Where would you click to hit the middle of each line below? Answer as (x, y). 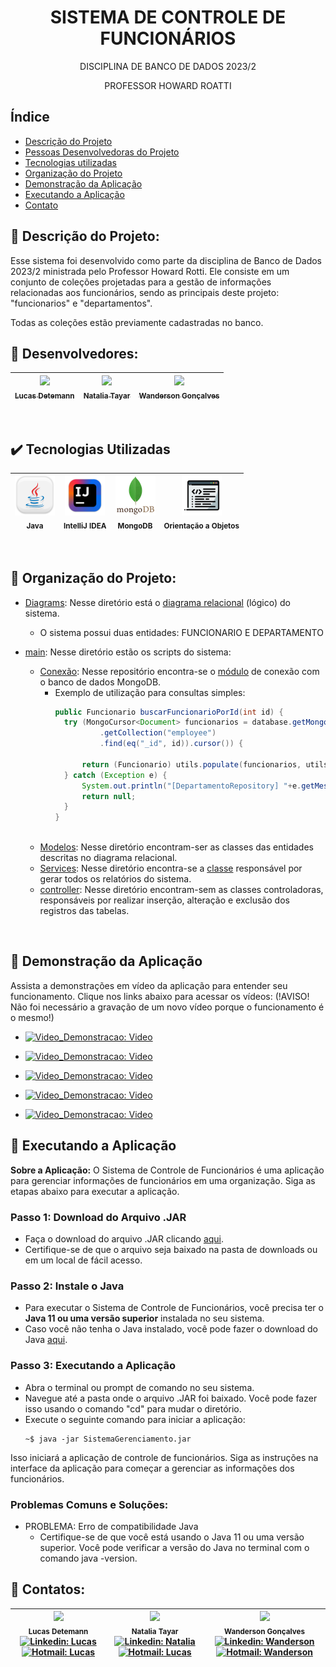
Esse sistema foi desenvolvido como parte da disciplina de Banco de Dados (166, 260)
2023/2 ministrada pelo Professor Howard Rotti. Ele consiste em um (150, 271)
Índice (30, 117)
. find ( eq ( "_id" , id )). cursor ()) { (171, 744)
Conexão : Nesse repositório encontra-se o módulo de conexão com (179, 671)
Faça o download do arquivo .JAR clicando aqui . (124, 1239)
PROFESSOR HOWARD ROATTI (168, 85)
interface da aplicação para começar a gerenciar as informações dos (152, 1468)
